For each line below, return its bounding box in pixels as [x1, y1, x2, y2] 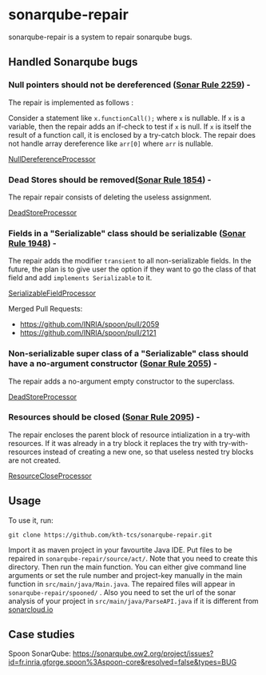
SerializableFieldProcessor [8, 288, 97, 298]
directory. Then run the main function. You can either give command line [8, 562, 247, 572]
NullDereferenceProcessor [8, 154, 96, 163]
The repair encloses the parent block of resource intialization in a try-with [8, 430, 250, 440]
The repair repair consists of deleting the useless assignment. [8, 192, 212, 202]
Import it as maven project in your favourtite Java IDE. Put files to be [8, 544, 233, 554]
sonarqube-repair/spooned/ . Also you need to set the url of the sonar [8, 587, 236, 597]
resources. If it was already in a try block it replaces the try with [8, 438, 218, 448]
